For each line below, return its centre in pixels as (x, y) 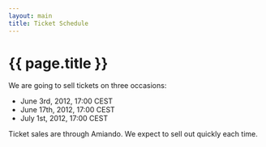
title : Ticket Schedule (49, 23)
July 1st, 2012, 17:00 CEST (64, 119)
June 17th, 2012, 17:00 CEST (67, 110)
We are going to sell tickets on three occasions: (88, 86)
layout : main (30, 16)
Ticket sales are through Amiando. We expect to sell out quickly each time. (133, 134)
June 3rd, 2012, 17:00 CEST (66, 101)
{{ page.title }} (58, 63)
